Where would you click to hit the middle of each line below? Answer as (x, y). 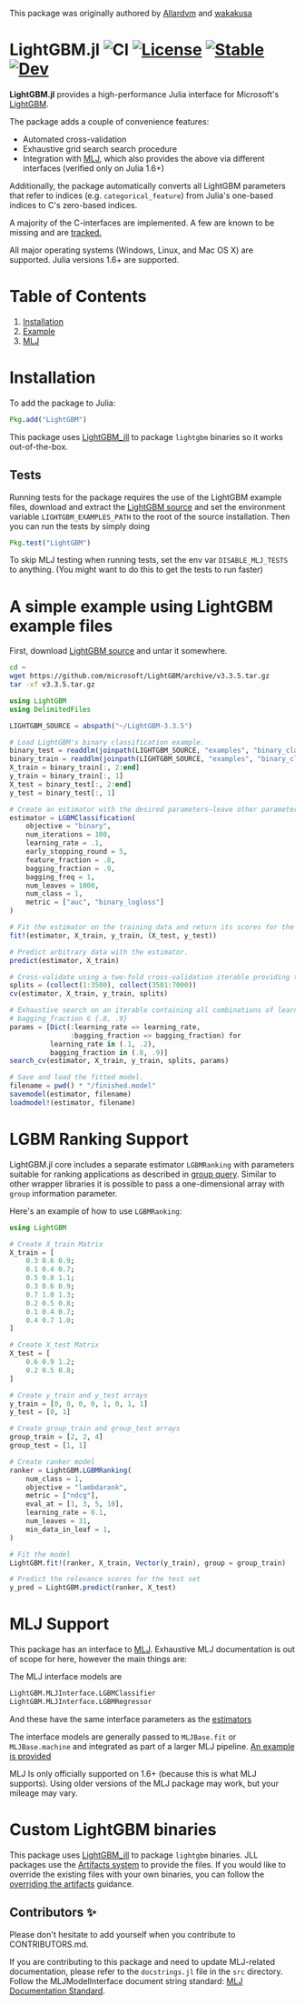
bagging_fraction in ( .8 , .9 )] (109, 1053)
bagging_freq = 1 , (60, 877)
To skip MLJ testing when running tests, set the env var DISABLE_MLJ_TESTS (149, 560)
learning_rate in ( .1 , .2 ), (103, 1044)
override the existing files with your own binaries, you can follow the (137, 1874)
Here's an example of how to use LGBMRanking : (96, 1211)
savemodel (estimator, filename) (70, 1095)
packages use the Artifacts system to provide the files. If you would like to (148, 1864)
